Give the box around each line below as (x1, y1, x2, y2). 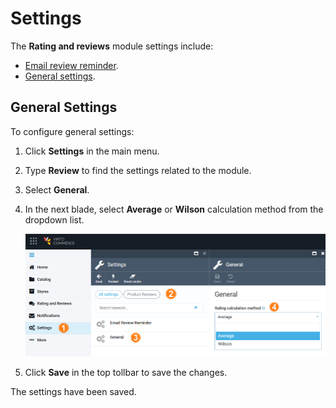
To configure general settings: (10, 125, 135, 137)
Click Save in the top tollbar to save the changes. (24, 366, 228, 378)
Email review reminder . (24, 59, 119, 71)
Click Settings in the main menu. (24, 145, 160, 157)
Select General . (24, 183, 90, 196)
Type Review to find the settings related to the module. (24, 164, 252, 176)
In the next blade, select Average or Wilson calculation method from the (24, 203, 324, 215)
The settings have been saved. (10, 385, 137, 397)
